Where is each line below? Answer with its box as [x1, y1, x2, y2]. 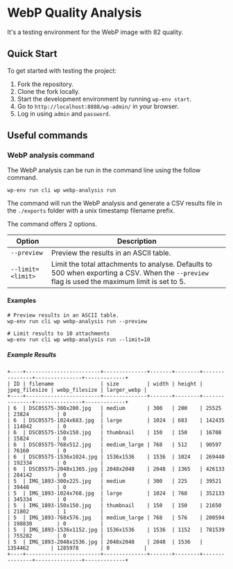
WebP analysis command [7, 151, 95, 160]
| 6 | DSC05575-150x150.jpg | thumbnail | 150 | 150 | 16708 [7, 429, 222, 436]
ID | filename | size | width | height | [13, 380, 203, 387]
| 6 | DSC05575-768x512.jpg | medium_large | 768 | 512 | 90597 [7, 441, 222, 448]
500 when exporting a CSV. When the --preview [51, 268, 209, 278]
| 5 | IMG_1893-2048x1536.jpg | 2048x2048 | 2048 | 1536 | [7, 538, 203, 545]
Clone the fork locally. [17, 87, 80, 95]
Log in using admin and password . [17, 109, 111, 117]
